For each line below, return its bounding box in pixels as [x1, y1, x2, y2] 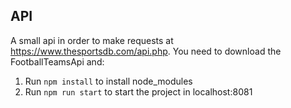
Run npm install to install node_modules [24, 75, 193, 87]
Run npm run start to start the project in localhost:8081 [24, 85, 253, 98]
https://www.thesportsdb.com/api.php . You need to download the [10, 45, 282, 57]
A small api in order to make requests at [10, 34, 174, 46]
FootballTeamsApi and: [10, 55, 105, 68]
